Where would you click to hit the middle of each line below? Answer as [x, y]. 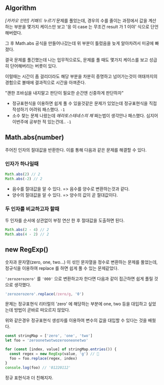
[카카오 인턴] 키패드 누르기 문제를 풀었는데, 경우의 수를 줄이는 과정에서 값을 [76, 20]
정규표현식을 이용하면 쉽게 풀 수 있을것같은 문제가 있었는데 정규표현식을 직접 [84, 103]
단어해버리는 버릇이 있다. [34, 66]
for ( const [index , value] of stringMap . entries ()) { [61, 349]
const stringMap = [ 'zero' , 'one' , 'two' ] [49, 336]
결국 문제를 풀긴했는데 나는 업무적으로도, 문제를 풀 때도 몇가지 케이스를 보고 [77, 60]
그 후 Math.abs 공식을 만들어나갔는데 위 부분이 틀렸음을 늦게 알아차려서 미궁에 [79, 43]
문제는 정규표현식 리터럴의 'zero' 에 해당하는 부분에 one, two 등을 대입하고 [76, 304]
